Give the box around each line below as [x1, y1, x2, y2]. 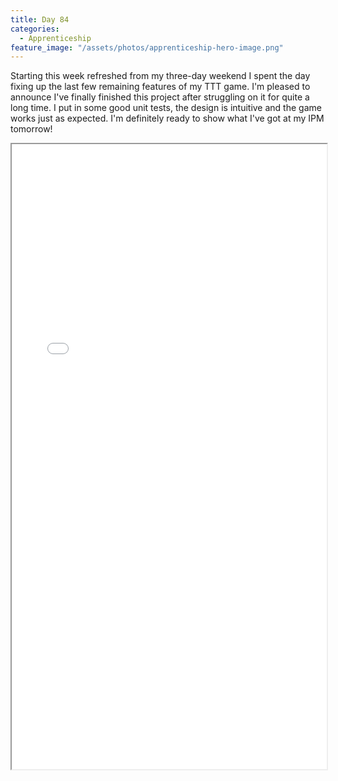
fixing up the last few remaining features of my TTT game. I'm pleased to [10, 81, 311, 93]
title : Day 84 [10, 14, 70, 25]
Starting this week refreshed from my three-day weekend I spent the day [10, 70, 311, 82]
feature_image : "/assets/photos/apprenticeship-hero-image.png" [10, 42, 284, 53]
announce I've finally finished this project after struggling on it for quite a [10, 91, 310, 103]
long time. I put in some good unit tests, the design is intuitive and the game [10, 102, 322, 114]
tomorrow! [10, 123, 53, 135]
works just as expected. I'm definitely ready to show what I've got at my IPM [10, 112, 325, 125]
